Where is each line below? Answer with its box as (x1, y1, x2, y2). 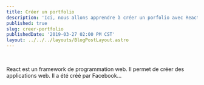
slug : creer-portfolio (6, 25, 64, 32)
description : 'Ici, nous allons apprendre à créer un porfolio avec (6, 15, 183, 21)
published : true (6, 20, 47, 26)
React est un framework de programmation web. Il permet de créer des (6, 66, 185, 73)
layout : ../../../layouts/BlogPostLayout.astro (6, 37, 129, 43)
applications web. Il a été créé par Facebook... (6, 72, 122, 79)
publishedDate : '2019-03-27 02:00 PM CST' (6, 32, 115, 38)
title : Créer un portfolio (6, 8, 75, 15)
